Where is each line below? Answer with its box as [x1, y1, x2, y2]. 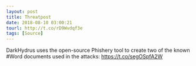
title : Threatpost [6, 14, 51, 20]
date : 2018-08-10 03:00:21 [6, 19, 72, 25]
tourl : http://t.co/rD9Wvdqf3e [6, 25, 83, 31]
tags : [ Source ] [6, 31, 44, 37]
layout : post [6, 8, 38, 15]
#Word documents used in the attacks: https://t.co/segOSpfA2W [6, 53, 163, 60]
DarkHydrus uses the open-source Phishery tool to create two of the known [6, 47, 190, 54]
